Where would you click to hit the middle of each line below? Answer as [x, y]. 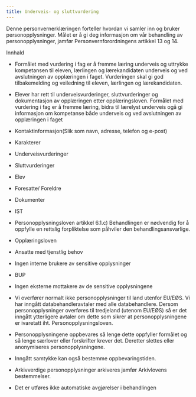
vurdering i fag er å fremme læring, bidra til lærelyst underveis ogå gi [99, 106]
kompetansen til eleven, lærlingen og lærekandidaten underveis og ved [101, 70]
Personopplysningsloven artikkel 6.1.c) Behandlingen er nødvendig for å [102, 222]
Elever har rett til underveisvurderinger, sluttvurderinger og [86, 94]
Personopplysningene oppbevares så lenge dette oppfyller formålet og [101, 334]
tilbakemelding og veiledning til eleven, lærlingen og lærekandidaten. [98, 83]
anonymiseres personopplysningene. [60, 347]
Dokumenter [30, 199]
